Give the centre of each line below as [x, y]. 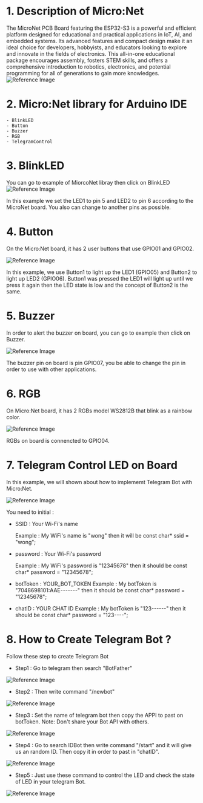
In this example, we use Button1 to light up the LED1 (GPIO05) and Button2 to [102, 272]
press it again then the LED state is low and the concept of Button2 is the [97, 285]
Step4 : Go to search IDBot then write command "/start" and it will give [103, 745]
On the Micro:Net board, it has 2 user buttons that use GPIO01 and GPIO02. [100, 248]
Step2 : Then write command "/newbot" [65, 691]
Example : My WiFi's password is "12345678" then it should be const [101, 566]
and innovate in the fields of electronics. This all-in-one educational [91, 53]
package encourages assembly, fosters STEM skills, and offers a [87, 60]
